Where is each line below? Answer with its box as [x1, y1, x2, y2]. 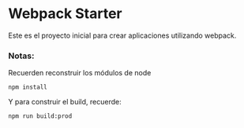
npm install [8, 83, 47, 91]
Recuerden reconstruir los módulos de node [8, 68, 152, 78]
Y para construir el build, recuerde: [8, 97, 122, 107]
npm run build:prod [8, 112, 73, 120]
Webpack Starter [8, 5, 122, 23]
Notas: [8, 50, 35, 61]
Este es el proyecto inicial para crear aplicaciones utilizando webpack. [8, 31, 237, 40]
